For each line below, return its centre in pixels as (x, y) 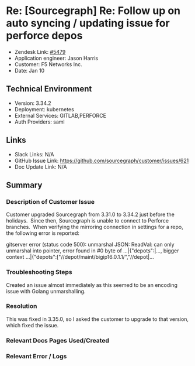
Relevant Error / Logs (36, 356)
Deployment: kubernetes (44, 109)
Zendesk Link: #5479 (40, 52)
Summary (24, 185)
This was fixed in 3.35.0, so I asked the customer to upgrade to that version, (97, 319)
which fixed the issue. (32, 325)
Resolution (22, 306)
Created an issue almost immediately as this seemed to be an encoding (92, 285)
